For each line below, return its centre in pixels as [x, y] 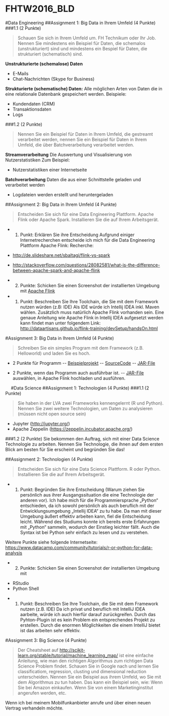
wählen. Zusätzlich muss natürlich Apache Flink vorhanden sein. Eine [92, 312]
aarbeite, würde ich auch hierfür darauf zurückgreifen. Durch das [88, 614]
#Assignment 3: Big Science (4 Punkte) [46, 640]
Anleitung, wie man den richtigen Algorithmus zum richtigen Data [85, 660]
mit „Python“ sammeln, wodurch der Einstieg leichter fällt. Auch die [90, 527]
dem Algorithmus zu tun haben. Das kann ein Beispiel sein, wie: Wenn [90, 682]
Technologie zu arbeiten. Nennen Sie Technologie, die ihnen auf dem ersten [84, 444]
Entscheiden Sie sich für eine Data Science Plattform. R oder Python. [89, 469]
